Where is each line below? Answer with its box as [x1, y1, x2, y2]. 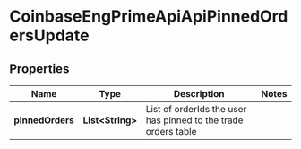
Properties [9, 61, 70, 76]
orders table [145, 126, 197, 137]
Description [173, 88, 225, 100]
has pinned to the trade [145, 114, 244, 127]
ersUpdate [9, 25, 90, 46]
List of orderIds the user [145, 103, 247, 115]
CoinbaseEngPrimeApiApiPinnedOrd [9, 6, 288, 27]
